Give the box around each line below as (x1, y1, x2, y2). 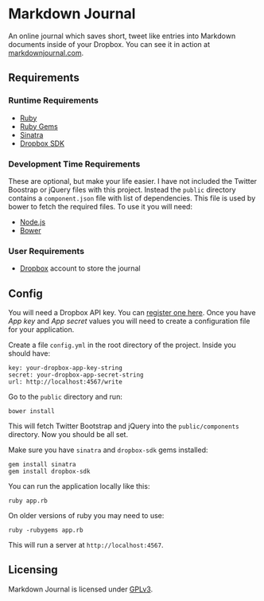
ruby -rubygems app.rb (8, 526, 83, 534)
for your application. (8, 325, 75, 334)
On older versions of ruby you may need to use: (8, 511, 165, 521)
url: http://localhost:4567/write (8, 378, 123, 386)
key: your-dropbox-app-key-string (8, 364, 123, 373)
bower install (8, 408, 56, 416)
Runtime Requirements (8, 95, 99, 106)
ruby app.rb (8, 497, 48, 505)
